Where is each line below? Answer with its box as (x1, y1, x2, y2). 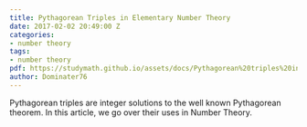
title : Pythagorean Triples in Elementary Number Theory (9, 13, 231, 23)
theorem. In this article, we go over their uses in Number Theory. (9, 106, 253, 118)
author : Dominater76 (9, 73, 89, 82)
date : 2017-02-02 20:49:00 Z (9, 22, 121, 31)
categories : (9, 30, 55, 39)
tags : (9, 47, 30, 56)
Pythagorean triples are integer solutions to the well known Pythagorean (9, 97, 281, 108)
